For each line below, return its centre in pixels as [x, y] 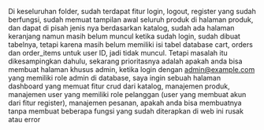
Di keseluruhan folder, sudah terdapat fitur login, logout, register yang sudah [132, 11]
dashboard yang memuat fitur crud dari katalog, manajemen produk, [119, 86]
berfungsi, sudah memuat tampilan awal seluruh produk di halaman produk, [131, 20]
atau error [24, 119]
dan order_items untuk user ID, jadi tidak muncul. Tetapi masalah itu [118, 53]
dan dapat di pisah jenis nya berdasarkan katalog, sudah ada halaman [121, 28]
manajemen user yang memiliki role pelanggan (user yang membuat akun [127, 94]
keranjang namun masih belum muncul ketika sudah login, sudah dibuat [124, 36]
